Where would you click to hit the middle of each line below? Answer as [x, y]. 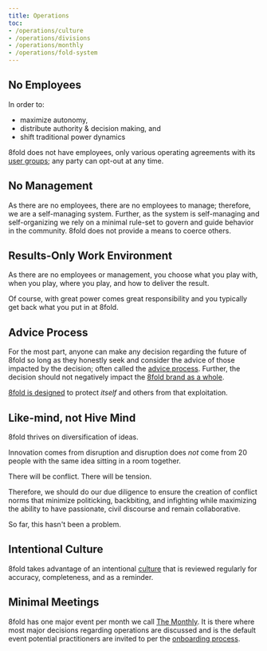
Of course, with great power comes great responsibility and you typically [128, 299]
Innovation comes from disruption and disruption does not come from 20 [128, 453]
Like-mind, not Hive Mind [72, 417]
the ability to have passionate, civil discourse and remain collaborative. [124, 509]
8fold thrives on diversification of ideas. [74, 437]
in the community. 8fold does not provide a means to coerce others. [120, 230]
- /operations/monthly [46, 46]
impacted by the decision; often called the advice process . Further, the [124, 369]
